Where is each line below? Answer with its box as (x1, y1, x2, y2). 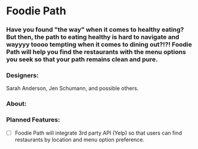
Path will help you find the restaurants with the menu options (6, 48, 186, 56)
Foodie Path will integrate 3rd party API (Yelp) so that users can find (14, 129, 182, 136)
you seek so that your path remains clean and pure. (6, 55, 158, 64)
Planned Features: (6, 116, 61, 124)
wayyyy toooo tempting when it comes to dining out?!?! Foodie (6, 41, 193, 49)
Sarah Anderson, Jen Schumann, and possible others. (6, 85, 139, 92)
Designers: (6, 72, 39, 80)
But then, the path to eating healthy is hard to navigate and (6, 33, 180, 41)
